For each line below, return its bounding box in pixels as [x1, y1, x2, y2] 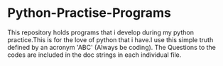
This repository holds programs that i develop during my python [7, 28, 194, 37]
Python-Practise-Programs [7, 5, 172, 21]
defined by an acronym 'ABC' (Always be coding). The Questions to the [7, 43, 217, 51]
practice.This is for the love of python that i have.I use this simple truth [7, 35, 214, 44]
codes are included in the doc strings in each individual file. [7, 51, 182, 59]
